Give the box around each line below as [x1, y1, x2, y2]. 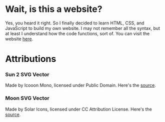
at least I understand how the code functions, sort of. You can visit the [5, 30, 150, 36]
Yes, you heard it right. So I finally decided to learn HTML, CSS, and [5, 20, 144, 26]
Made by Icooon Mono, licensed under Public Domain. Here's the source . [5, 82, 156, 88]
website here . [5, 36, 33, 42]
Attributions [5, 53, 56, 65]
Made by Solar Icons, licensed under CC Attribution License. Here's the [5, 106, 152, 112]
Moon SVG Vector [5, 95, 49, 102]
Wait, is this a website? [5, 3, 102, 15]
